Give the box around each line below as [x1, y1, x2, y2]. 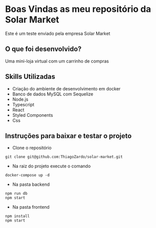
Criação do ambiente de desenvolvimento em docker [12, 85, 121, 91]
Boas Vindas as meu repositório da [5, 3, 152, 15]
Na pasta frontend [12, 204, 50, 210]
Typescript [12, 101, 35, 107]
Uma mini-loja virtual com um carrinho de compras [5, 58, 109, 64]
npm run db [5, 191, 28, 196]
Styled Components [12, 112, 53, 118]
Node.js [12, 96, 29, 102]
